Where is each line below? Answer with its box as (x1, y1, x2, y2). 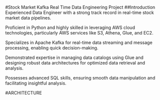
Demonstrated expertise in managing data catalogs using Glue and (5, 54, 144, 60)
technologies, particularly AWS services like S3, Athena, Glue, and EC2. (5, 30, 153, 35)
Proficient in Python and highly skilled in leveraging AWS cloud (5, 24, 135, 30)
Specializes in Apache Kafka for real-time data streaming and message (5, 39, 152, 45)
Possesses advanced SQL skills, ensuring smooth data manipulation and (5, 75, 155, 80)
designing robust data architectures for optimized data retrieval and (5, 60, 145, 65)
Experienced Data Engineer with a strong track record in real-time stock (5, 9, 154, 15)
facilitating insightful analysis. (5, 80, 67, 86)
